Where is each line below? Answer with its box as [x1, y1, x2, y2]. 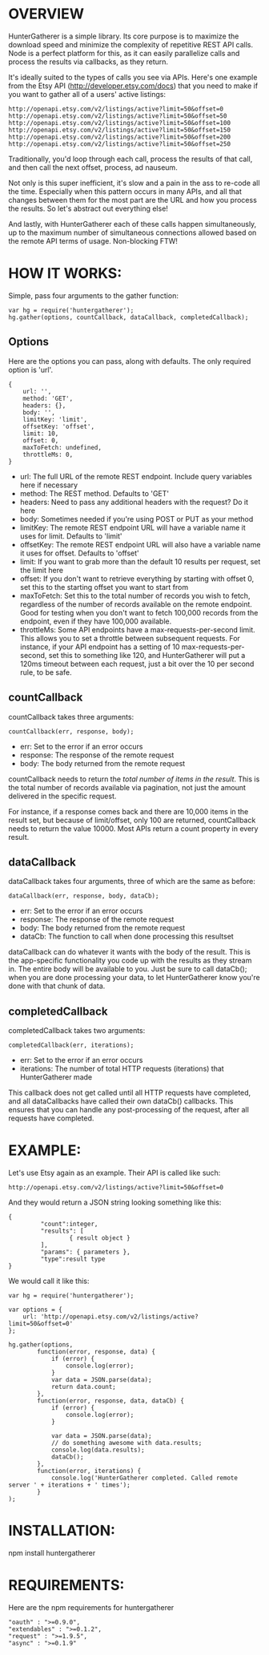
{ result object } [69, 1234, 130, 1242]
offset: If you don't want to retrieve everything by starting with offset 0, [19, 574, 255, 583]
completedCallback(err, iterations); [8, 1041, 134, 1050]
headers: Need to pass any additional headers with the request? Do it [19, 497, 249, 507]
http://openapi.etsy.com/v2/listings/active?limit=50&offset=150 [8, 126, 231, 134]
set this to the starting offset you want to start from [19, 582, 189, 591]
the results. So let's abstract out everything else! [8, 204, 168, 213]
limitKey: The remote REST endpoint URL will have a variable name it [19, 523, 246, 532]
